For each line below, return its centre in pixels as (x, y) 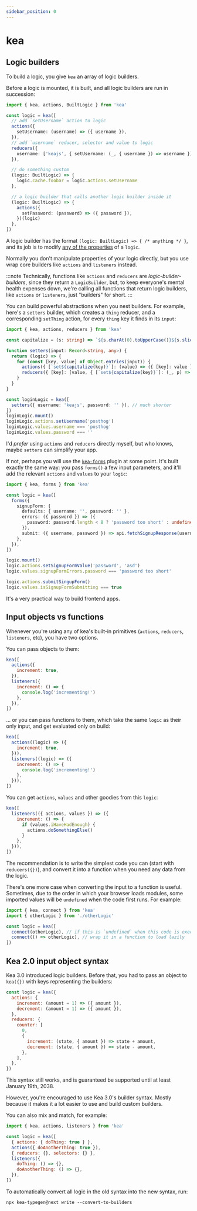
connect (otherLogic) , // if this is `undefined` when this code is (96, 932)
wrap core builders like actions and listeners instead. (72, 265)
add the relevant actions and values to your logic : (67, 473)
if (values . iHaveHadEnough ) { (58, 824)
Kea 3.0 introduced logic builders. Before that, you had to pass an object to (97, 975)
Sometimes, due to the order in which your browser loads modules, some (95, 893)
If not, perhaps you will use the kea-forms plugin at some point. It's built (92, 461)
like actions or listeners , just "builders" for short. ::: (69, 295)
